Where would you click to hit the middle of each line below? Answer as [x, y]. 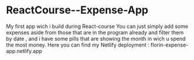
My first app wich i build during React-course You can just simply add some [97, 26]
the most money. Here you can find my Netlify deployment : [78, 45]
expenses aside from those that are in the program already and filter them [95, 32]
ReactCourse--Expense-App [77, 10]
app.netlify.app [24, 51]
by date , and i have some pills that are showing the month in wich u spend [96, 38]
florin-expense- [169, 45]
